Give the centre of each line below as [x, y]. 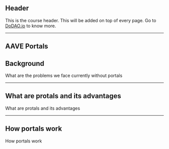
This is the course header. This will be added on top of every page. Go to [81, 20]
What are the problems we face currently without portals [64, 76]
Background [25, 63]
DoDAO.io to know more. [31, 26]
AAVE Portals [27, 47]
